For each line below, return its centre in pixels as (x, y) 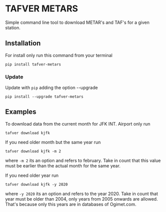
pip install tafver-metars (33, 64)
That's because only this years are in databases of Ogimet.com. (71, 204)
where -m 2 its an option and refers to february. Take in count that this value (83, 160)
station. (13, 27)
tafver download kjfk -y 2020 (37, 184)
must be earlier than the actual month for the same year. (63, 166)
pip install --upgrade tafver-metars (44, 97)
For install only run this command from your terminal (59, 55)
